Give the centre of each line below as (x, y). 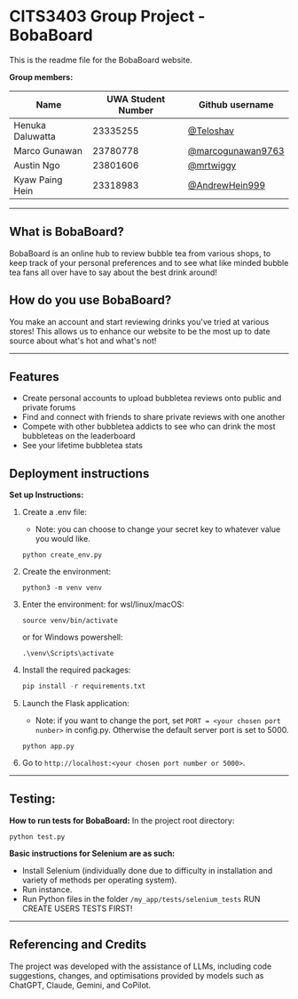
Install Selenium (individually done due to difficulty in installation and (147, 870)
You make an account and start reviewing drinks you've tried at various (139, 321)
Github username (236, 104)
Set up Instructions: (47, 495)
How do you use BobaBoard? (90, 300)
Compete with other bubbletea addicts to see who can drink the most (149, 427)
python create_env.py (62, 555)
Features (34, 377)
